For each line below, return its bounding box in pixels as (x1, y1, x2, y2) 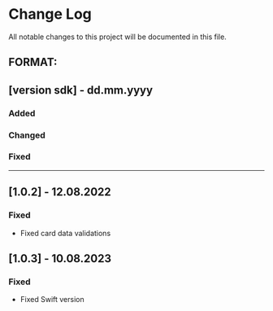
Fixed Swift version (19, 295, 84, 304)
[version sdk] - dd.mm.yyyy (8, 83, 153, 97)
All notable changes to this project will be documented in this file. (8, 32, 227, 42)
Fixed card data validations (19, 228, 111, 238)
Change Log (8, 5, 92, 24)
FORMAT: (8, 55, 58, 69)
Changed (8, 129, 46, 141)
